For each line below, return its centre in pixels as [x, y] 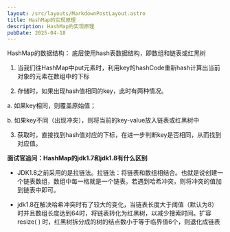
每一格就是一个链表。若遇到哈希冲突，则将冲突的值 [143, 181]
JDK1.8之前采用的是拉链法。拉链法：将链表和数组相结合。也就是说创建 [117, 173]
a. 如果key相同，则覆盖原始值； [51, 106]
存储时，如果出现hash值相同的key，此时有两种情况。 [92, 91]
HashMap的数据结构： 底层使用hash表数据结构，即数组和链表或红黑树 [106, 53]
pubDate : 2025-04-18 [37, 33]
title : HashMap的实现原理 [42, 20]
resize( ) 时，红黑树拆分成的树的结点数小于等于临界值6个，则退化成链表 [119, 222]
